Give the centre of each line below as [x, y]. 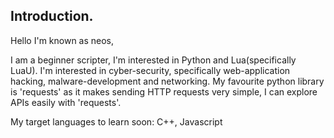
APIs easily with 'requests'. [66, 102]
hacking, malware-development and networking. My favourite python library [167, 81]
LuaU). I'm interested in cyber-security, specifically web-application [150, 70]
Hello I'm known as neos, [62, 40]
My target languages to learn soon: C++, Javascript [116, 121]
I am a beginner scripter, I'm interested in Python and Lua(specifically [153, 60]
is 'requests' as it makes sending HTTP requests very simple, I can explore [164, 91]
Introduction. [52, 16]
